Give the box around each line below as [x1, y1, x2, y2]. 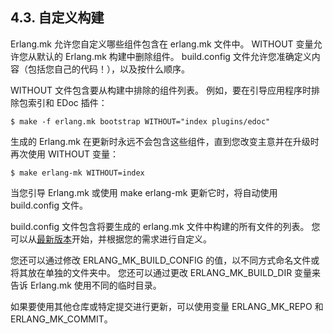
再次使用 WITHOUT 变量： [10, 148, 120, 160]
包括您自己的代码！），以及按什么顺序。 [27, 63, 190, 75]
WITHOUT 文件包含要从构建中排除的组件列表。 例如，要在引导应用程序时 [10, 84, 312, 96]
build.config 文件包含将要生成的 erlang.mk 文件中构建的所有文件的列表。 [10, 220, 310, 232]
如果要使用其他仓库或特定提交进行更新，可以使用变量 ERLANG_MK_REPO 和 [10, 300, 324, 312]
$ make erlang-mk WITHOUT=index [10, 168, 145, 178]
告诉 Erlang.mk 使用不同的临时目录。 [10, 279, 162, 291]
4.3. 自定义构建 [10, 9, 105, 27]
